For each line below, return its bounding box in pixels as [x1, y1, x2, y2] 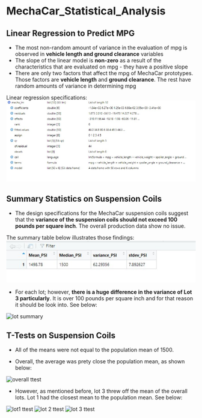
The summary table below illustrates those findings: [6, 234, 135, 241]
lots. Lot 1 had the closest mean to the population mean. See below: [14, 393, 183, 401]
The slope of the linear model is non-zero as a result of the [14, 57, 162, 64]
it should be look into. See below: [14, 301, 97, 309]
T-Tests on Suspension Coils [6, 330, 116, 341]
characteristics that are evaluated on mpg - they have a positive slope [14, 63, 188, 70]
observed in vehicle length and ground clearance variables [14, 50, 164, 58]
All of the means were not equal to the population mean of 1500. [14, 346, 174, 353]
